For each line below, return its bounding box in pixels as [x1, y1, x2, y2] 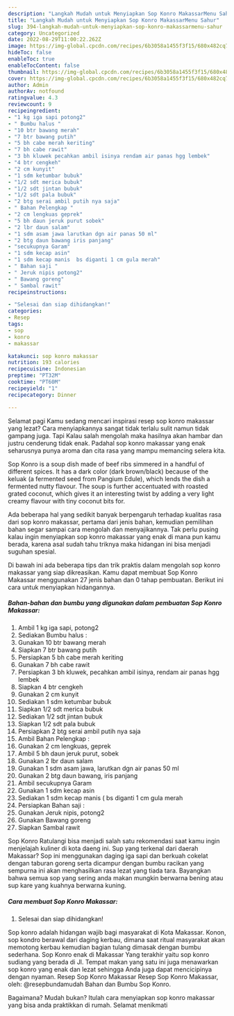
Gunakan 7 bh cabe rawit [17, 661, 90, 669]
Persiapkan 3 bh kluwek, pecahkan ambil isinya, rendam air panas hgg [17, 668, 219, 676]
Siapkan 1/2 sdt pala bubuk [17, 720, 96, 728]
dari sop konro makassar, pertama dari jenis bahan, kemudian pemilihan [8, 517, 214, 526]
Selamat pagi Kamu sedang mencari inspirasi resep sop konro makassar [8, 416, 215, 425]
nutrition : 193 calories [8, 359, 80, 366]
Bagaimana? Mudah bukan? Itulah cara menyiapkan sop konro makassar [8, 994, 215, 1002]
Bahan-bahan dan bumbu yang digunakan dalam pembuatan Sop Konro [8, 599, 222, 607]
